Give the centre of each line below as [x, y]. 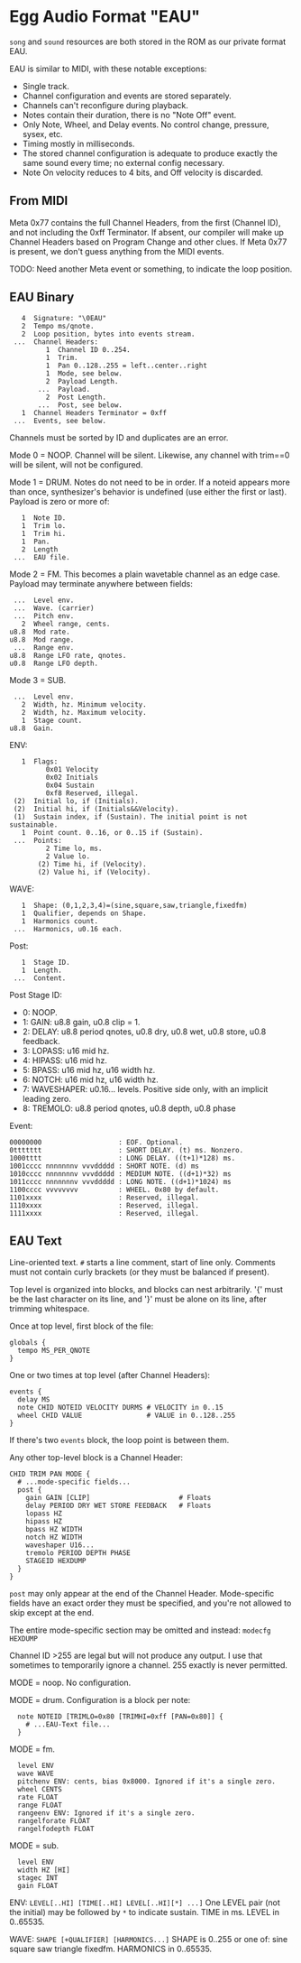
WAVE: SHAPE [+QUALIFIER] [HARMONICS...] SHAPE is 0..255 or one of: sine [149, 1940]
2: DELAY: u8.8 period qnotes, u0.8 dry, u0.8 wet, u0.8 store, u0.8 [144, 1032]
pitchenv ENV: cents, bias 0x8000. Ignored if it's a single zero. [147, 1782]
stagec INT [38, 1878]
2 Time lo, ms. [74, 848]
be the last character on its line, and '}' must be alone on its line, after [138, 1299]
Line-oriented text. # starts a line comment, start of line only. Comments [143, 1263]
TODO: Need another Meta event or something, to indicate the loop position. [151, 269]
